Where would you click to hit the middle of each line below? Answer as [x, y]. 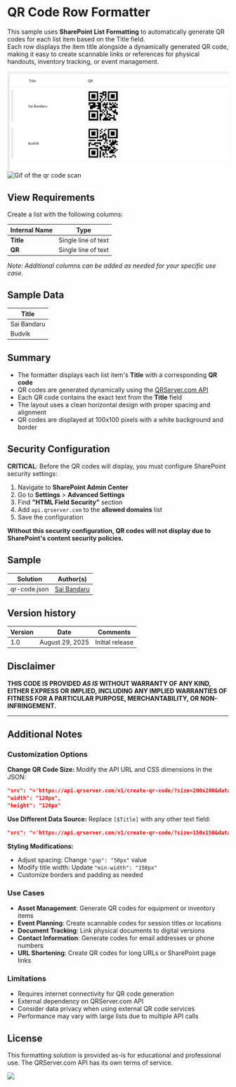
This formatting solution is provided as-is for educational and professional [114, 1055]
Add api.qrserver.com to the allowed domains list [90, 509]
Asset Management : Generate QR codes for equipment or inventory [116, 908]
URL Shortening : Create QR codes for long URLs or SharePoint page [117, 953]
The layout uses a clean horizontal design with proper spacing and [114, 404]
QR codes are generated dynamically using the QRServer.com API [113, 390]
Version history [42, 613]
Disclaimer [31, 667]
